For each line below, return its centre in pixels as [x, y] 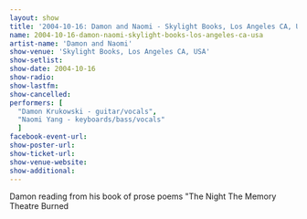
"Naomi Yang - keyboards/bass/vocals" [92, 120]
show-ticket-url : [42, 153]
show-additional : [42, 171]
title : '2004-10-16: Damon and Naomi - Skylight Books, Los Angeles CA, [151, 26]
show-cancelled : [40, 94]
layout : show [34, 18]
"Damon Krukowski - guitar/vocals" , [87, 111]
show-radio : [32, 78]
